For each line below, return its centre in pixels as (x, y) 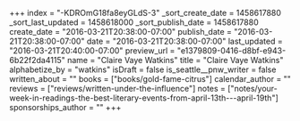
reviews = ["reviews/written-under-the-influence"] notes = (118, 89)
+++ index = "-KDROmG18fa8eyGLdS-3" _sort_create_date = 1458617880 (146, 13)
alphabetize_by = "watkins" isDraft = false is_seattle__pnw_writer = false (143, 69)
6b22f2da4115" (37, 60)
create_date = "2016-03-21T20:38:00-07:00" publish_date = (121, 32)
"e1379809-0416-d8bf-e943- (231, 51)
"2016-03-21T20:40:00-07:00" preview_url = (92, 51)
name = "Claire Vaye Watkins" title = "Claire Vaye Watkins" (175, 60)
